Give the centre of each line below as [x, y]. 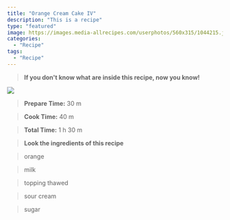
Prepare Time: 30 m [53, 103]
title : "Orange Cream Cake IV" [52, 13]
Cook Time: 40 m [49, 116]
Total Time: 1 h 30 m [53, 130]
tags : [15, 52]
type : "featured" [32, 26]
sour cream [40, 196]
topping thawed [46, 182]
